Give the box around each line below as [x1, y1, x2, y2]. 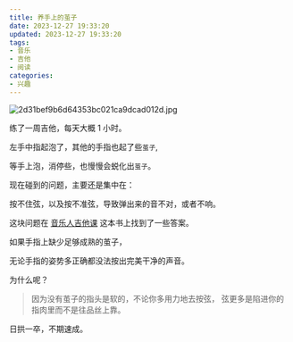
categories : [9, 71, 54, 80]
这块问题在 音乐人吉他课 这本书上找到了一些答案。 [9, 217, 194, 228]
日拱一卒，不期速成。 [9, 323, 88, 334]
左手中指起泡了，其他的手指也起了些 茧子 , [9, 141, 158, 152]
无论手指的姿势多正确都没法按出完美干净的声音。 [9, 255, 189, 266]
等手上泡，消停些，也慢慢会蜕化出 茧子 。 [9, 160, 156, 171]
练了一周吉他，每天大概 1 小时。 [9, 122, 127, 133]
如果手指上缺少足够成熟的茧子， [9, 236, 127, 246]
